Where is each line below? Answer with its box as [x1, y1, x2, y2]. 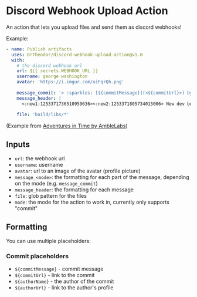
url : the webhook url [14, 155, 65, 162]
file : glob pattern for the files [14, 193, 87, 200]
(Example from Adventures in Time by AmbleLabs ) [6, 122, 128, 130]
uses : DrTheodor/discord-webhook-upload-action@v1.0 [11, 52, 143, 58]
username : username [14, 161, 63, 168]
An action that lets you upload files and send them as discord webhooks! [6, 23, 182, 31]
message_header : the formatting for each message [14, 186, 134, 193]
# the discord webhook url [16, 63, 83, 69]
